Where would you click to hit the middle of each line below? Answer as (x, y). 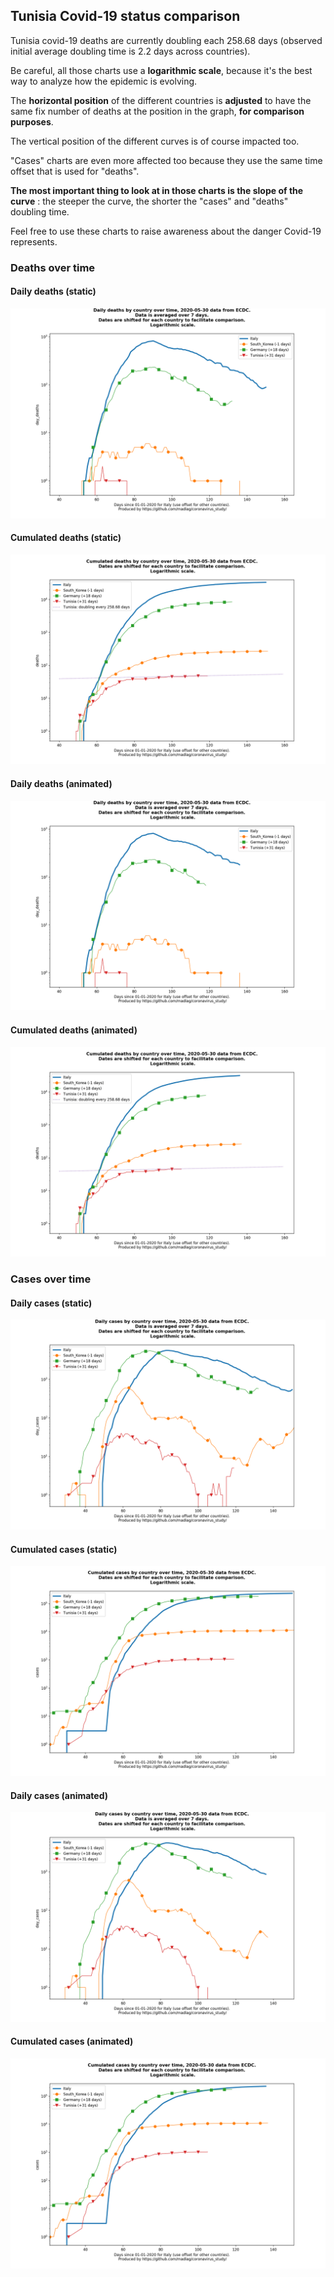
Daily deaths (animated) (61, 784)
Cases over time (51, 1279)
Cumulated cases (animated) (72, 2041)
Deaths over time (53, 267)
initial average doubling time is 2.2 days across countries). (130, 51)
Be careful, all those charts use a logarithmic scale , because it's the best (161, 70)
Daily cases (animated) (59, 1795)
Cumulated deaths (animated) (74, 1030)
